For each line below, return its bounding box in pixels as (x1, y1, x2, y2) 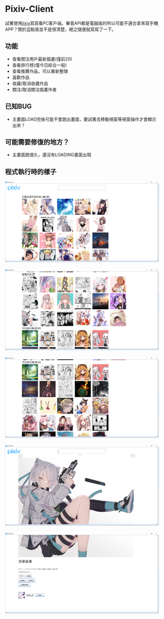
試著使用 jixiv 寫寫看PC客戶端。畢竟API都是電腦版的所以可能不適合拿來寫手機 (5, 20, 159, 26)
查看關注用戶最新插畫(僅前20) (12, 56, 72, 62)
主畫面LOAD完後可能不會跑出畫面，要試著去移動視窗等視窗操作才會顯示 (12, 116, 157, 122)
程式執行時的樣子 (5, 167, 57, 176)
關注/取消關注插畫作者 (12, 87, 57, 92)
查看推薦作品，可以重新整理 (12, 68, 68, 74)
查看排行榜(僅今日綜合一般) (12, 62, 67, 68)
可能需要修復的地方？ (5, 138, 69, 146)
